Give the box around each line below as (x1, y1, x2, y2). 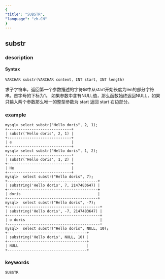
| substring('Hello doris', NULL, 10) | (5, 235, 90, 240)
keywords (5, 259, 30, 266)
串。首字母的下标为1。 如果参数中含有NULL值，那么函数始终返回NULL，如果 (5, 92, 161, 99)
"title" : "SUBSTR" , (5, 12, 45, 17)
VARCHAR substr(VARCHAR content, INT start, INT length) (5, 77, 125, 82)
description (5, 54, 33, 61)
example (5, 111, 26, 118)
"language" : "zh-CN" (5, 16, 48, 21)
